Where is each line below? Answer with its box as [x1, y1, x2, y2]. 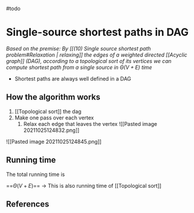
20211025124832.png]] [23, 127, 80, 134]
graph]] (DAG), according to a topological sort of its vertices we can [6, 57, 172, 64]
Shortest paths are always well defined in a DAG [14, 75, 131, 82]
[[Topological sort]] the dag [14, 108, 82, 115]
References [6, 199, 49, 209]
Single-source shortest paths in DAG [6, 26, 189, 39]
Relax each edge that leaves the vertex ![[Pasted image [23, 120, 158, 127]
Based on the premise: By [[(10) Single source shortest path [6, 45, 151, 52]
